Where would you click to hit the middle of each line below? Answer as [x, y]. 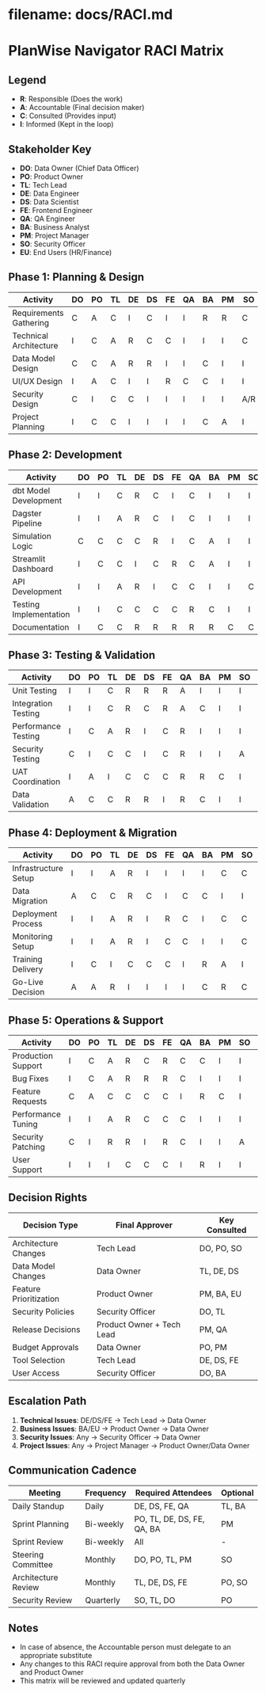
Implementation [41, 614]
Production [33, 1056]
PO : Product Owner [51, 177]
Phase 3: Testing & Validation [82, 655]
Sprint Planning [41, 1524]
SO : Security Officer [52, 244]
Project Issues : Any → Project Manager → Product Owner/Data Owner [135, 1445]
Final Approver [144, 1225]
